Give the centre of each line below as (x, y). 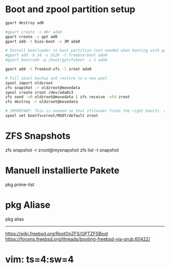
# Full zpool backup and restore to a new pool (56, 78)
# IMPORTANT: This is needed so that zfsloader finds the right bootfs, (83, 111)
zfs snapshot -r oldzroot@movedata (43, 88)
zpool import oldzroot (29, 83)
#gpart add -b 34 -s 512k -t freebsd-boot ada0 (56, 55)
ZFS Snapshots (38, 136)
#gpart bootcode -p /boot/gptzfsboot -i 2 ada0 (56, 60)
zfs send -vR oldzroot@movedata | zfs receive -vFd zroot (68, 97)
